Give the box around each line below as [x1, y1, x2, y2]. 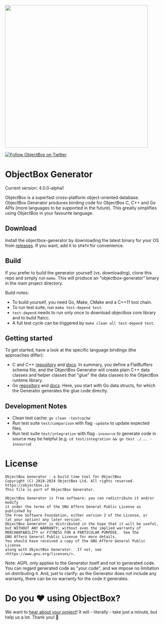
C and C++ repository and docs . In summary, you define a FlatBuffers [12, 362, 153, 368]
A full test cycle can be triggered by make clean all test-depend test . [12, 320, 155, 326]
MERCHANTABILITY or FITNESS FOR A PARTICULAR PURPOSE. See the [5, 530, 139, 535]
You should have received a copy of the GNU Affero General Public [5, 539, 146, 544]
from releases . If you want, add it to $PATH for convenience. [5, 242, 124, 248]
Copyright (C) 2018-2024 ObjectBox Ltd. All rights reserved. [5, 479, 135, 484]
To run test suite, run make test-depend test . [12, 304, 103, 310]
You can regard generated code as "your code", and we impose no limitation [5, 565, 159, 571]
